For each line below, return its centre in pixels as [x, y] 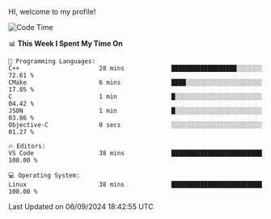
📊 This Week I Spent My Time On [66, 43]
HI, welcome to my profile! [52, 12]
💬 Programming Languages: [52, 61]
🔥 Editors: [27, 146]
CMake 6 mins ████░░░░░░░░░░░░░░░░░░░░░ [135, 82]
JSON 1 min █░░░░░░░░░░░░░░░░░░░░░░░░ [135, 111]
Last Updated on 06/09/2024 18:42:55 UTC [81, 206]
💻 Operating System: [44, 175]
